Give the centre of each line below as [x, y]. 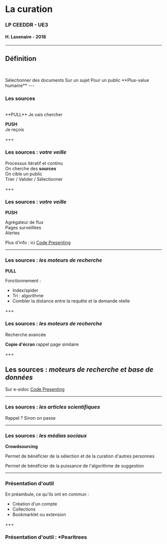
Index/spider [25, 290]
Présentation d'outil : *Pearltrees [46, 537]
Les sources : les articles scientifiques [53, 407]
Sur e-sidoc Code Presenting [35, 389]
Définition [21, 58]
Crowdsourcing [22, 447]
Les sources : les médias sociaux [46, 436]
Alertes [12, 233]
